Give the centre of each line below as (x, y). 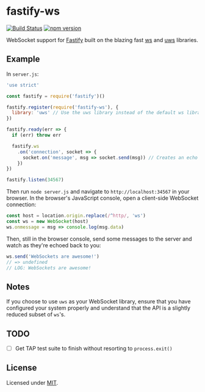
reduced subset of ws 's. (36, 314)
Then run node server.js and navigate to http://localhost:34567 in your (98, 192)
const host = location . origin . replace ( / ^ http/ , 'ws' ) (76, 216)
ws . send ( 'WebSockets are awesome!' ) (53, 256)
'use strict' (23, 85)
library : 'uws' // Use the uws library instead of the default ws (98, 113)
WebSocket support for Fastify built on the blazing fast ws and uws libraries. (102, 40)
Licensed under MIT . (32, 382)
